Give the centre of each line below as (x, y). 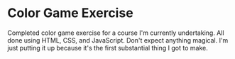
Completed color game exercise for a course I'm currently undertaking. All (116, 33)
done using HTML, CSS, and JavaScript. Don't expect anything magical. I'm (118, 40)
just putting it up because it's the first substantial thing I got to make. (108, 48)
